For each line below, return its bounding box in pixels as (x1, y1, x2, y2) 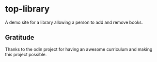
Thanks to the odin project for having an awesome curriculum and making (5, 46, 153, 52)
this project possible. (5, 51, 47, 57)
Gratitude (5, 33, 35, 42)
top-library (5, 3, 50, 15)
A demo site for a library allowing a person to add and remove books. (5, 19, 143, 25)
